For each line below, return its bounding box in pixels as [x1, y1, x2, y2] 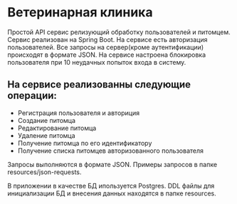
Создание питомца [17, 116, 76, 124]
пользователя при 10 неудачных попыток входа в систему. [7, 58, 186, 66]
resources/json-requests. [7, 168, 82, 176]
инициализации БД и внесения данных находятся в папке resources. [7, 189, 216, 198]
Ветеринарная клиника [7, 4, 153, 21]
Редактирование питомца [17, 124, 97, 132]
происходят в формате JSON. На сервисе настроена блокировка [7, 50, 206, 59]
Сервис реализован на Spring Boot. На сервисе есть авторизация [7, 35, 208, 43]
